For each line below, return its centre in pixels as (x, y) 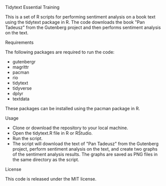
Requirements (19, 42)
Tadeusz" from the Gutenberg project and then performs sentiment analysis (83, 27)
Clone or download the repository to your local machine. (70, 128)
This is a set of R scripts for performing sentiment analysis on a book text (80, 17)
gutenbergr (24, 62)
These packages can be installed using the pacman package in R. (73, 108)
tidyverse (22, 88)
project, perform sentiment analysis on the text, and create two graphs (85, 149)
